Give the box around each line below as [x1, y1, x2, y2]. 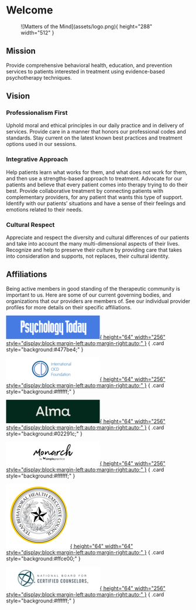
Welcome [6, 4, 53, 17]
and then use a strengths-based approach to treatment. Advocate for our [6, 175, 183, 182]
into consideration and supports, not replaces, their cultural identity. [6, 253, 170, 260]
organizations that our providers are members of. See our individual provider [6, 297, 191, 305]
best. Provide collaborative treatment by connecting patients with [6, 187, 164, 194]
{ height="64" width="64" [70, 543, 133, 550]
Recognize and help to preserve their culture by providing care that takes [6, 247, 183, 254]
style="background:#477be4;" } [6, 346, 84, 353]
